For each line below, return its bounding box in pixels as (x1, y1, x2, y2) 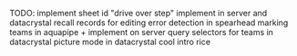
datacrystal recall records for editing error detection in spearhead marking (9, 17, 289, 28)
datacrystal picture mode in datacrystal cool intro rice (9, 36, 211, 47)
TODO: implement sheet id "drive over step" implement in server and (9, 8, 268, 18)
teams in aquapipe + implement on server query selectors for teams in (9, 27, 273, 37)
